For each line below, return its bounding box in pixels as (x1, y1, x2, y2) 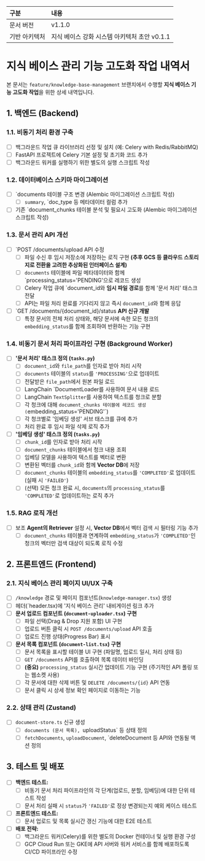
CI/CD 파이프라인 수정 (24, 847, 78, 855)
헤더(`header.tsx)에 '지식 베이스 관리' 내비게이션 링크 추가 (15, 602, 155, 609)
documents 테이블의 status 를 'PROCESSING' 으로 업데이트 (24, 370, 160, 377)
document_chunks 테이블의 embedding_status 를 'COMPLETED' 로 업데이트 (24, 469, 196, 477)
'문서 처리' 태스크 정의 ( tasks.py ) (15, 354, 95, 362)
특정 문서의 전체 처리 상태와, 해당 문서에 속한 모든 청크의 (24, 314, 159, 322)
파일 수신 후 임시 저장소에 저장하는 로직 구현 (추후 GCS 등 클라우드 (24, 253, 183, 260)
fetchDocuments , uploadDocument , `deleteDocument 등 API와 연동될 (24, 734, 190, 741)
